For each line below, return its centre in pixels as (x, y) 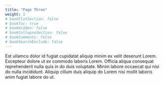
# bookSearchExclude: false (34, 42)
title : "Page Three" (26, 10)
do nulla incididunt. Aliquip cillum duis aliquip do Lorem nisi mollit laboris (79, 72)
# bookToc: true (22, 23)
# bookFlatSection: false (32, 19)
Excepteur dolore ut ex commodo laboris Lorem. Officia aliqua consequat (80, 61)
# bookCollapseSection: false (36, 33)
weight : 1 (15, 14)
